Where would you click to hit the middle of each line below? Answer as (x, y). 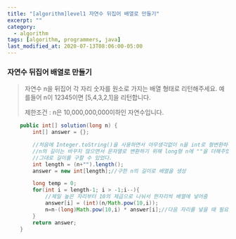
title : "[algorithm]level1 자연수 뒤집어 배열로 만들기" (84, 14)
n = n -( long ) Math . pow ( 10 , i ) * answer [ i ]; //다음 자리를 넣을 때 (130, 210)
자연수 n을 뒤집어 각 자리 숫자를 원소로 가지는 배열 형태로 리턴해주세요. (121, 89)
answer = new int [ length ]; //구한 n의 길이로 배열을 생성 (109, 171)
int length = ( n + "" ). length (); (78, 164)
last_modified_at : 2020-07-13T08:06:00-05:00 (75, 46)
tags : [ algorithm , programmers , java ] (64, 40)
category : (22, 27)
